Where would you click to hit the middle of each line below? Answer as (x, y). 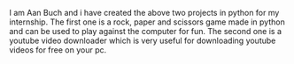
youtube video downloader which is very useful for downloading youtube (143, 40)
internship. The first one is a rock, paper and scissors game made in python (147, 22)
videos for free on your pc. (58, 50)
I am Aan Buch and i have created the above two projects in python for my (144, 13)
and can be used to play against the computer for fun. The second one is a (145, 31)
